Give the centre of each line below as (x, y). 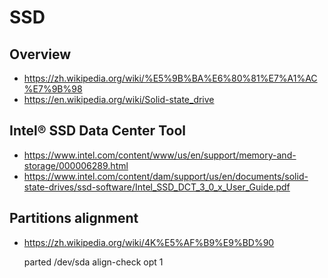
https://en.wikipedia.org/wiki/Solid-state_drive (119, 99)
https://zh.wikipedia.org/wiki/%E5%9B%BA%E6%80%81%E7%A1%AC (170, 78)
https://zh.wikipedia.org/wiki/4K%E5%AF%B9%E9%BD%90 (149, 242)
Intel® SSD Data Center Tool (97, 131)
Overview (40, 54)
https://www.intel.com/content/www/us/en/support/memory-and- (160, 155)
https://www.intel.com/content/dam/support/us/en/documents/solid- (166, 176)
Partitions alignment (74, 218)
